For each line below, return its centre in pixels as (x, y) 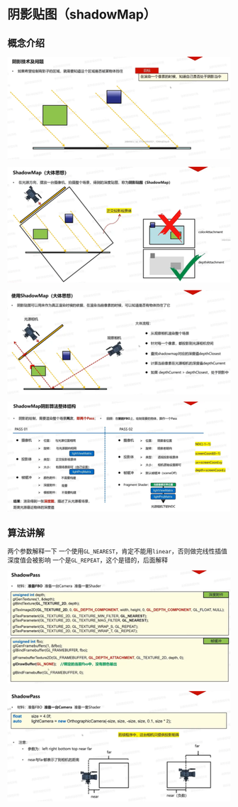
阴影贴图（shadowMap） (82, 15)
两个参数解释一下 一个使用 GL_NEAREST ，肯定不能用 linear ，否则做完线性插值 (118, 551)
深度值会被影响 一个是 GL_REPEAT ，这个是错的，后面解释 (88, 560)
